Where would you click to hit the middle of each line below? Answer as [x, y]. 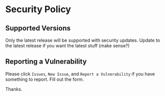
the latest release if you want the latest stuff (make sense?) [67, 46]
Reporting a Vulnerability [46, 62]
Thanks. [14, 89]
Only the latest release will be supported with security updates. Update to [83, 40]
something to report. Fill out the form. [45, 79]
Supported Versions [38, 28]
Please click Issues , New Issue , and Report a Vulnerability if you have [80, 74]
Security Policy [38, 9]
